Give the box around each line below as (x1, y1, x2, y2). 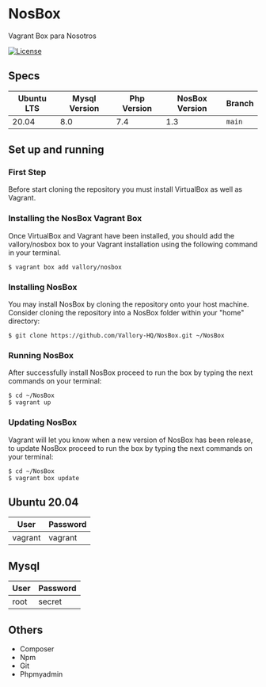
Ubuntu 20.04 (8, 496, 79, 510)
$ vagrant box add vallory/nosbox (8, 263, 123, 271)
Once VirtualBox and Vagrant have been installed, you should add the (8, 231, 235, 240)
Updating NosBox (8, 417, 78, 428)
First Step (8, 167, 47, 178)
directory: (8, 316, 40, 326)
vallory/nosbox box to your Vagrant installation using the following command (8, 239, 258, 249)
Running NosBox (8, 349, 74, 361)
